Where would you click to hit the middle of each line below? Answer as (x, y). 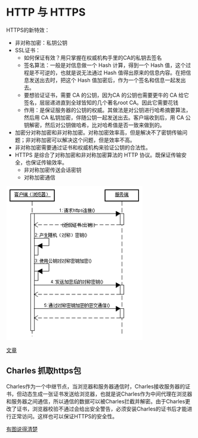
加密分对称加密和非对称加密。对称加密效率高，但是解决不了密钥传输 (98, 132)
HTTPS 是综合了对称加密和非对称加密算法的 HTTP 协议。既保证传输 (98, 155)
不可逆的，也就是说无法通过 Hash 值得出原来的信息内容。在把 (110, 72)
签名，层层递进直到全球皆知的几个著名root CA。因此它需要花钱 (101, 102)
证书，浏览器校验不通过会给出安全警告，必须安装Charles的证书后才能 (102, 409)
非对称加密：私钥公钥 (41, 42)
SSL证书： (27, 50)
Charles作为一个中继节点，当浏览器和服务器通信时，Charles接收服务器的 (96, 386)
